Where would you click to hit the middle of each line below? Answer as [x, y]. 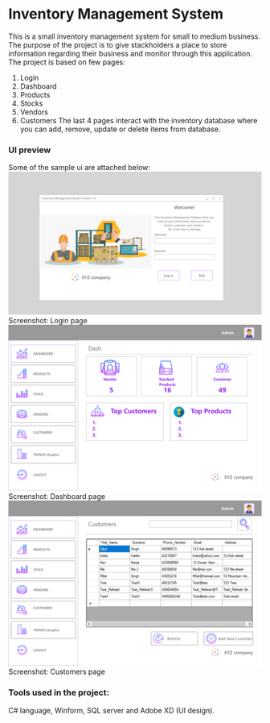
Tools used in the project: [59, 692]
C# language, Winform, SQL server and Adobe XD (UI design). [112, 710]
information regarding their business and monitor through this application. [131, 53]
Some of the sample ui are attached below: [80, 168]
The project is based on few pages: [67, 62]
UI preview [30, 150]
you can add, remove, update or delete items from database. [120, 129]
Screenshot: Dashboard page [57, 496]
